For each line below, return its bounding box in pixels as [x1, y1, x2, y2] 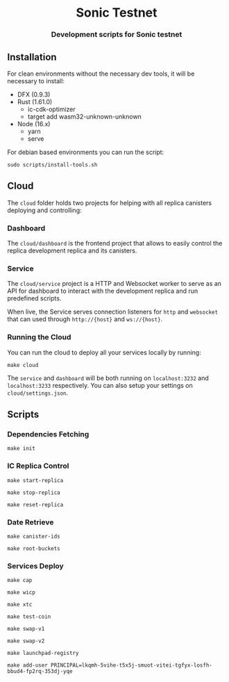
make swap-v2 [7, 638, 45, 645]
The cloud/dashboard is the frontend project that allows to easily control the [7, 239, 223, 248]
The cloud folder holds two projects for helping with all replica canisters [7, 198, 212, 207]
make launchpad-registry [7, 650, 79, 657]
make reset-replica [7, 501, 64, 508]
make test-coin [7, 613, 51, 620]
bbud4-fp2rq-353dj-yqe [7, 668, 73, 675]
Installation [7, 51, 57, 63]
